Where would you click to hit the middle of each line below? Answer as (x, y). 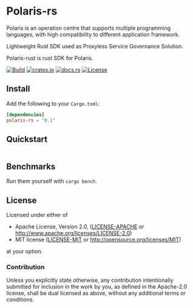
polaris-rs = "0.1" (31, 120)
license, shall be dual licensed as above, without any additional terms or (96, 293)
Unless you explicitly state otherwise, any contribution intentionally (90, 280)
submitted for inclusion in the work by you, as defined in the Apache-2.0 (96, 287)
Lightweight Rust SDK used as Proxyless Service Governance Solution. (95, 46)
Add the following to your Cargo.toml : (53, 103)
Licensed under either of (37, 214)
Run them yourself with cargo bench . (52, 181)
